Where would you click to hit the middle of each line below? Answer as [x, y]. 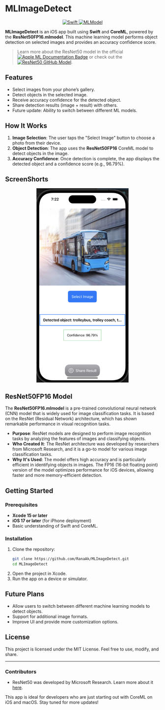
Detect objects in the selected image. [50, 94]
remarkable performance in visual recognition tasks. [58, 424]
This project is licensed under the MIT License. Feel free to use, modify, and [82, 649]
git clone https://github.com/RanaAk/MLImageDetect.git [70, 559]
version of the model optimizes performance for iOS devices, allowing [83, 470]
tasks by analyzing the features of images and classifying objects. [79, 439]
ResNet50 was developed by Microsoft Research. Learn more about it [82, 682]
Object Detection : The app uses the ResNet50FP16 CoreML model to [83, 148]
